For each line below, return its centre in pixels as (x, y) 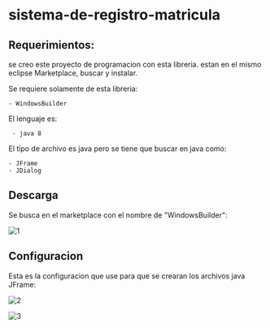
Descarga (33, 195)
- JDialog (25, 170)
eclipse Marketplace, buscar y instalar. (73, 73)
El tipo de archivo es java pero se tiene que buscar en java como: (118, 149)
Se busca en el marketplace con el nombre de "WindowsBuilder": (118, 215)
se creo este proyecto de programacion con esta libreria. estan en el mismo (135, 64)
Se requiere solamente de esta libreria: (73, 88)
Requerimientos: (52, 45)
